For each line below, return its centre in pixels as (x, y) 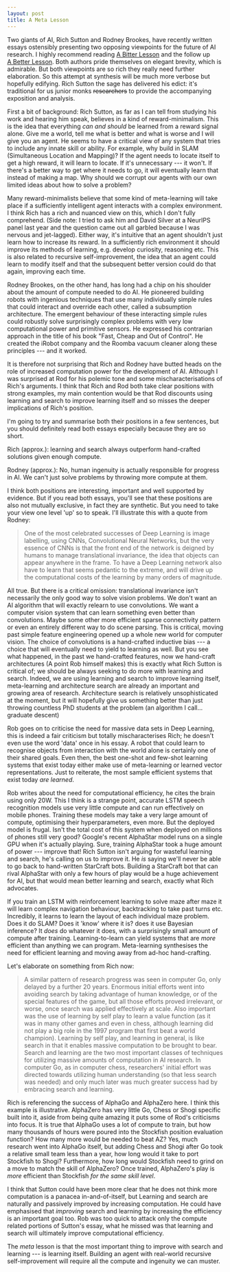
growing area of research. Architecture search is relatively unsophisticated (113, 693)
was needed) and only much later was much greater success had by (121, 1082)
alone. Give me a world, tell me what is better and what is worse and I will (111, 133)
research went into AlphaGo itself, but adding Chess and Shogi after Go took (115, 1146)
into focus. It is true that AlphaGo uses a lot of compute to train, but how (109, 1125)
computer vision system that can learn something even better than (101, 612)
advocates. (23, 888)
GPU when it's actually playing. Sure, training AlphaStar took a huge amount (115, 844)
